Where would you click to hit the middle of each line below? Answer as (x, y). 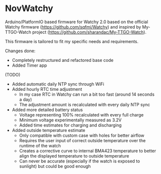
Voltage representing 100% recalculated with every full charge (81, 115)
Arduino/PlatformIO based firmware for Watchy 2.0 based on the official (77, 22)
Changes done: (20, 51)
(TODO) (13, 74)
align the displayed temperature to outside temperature (74, 156)
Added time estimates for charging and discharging (70, 125)
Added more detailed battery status (47, 110)
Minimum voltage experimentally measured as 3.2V (70, 120)
